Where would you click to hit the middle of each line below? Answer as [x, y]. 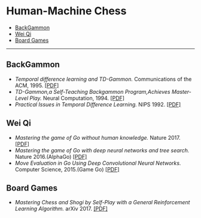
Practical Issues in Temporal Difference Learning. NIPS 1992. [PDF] [98, 104]
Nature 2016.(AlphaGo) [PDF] [51, 156]
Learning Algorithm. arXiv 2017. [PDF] [61, 209]
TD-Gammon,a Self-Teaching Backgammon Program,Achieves [92, 91]
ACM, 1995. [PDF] [37, 85]
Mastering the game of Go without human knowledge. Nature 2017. [98, 137]
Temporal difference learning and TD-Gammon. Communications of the [103, 79]
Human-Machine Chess [66, 11]
